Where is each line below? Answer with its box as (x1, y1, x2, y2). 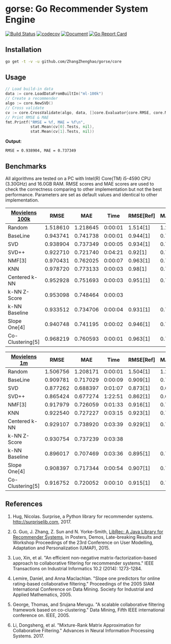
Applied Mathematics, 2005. (12, 591, 72, 598)
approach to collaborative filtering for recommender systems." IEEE (12, 560, 154, 566)
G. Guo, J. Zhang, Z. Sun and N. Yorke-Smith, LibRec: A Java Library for (12, 529, 164, 535)
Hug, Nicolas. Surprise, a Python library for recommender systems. (12, 513, 154, 519)
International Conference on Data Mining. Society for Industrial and (12, 586, 154, 592)
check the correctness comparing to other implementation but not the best (5, 186, 162, 192)
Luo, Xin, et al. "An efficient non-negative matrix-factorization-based (12, 554, 157, 561)
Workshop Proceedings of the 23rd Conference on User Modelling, (12, 539, 154, 545)
